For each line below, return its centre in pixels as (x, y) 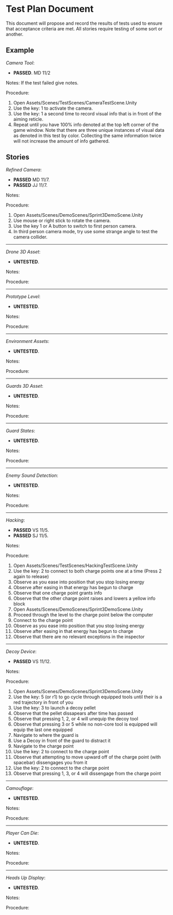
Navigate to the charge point (43, 746)
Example (20, 50)
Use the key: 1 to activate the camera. (53, 108)
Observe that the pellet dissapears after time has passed (73, 713)
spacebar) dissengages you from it (50, 762)
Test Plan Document (50, 9)
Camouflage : (20, 788)
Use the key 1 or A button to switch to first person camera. (75, 226)
